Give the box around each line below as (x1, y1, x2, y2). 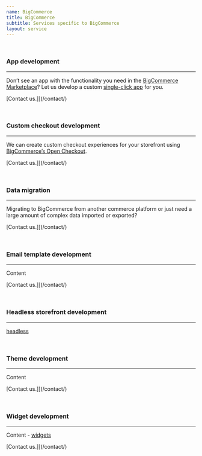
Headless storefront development (6, 308, 107, 316)
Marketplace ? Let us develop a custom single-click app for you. (6, 83, 164, 91)
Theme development (6, 354, 69, 362)
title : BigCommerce (6, 14, 55, 21)
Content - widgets (6, 431, 51, 438)
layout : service (6, 25, 47, 32)
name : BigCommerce (6, 8, 52, 15)
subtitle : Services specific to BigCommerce (6, 20, 120, 26)
